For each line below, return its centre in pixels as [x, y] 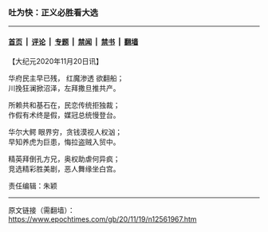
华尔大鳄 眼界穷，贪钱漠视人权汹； [65, 132]
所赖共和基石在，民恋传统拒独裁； [64, 104]
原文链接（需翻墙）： [41, 210]
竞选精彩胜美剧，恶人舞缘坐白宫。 [64, 168]
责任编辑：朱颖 [33, 186]
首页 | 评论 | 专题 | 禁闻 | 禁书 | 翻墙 [73, 41]
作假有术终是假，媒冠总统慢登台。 [64, 115]
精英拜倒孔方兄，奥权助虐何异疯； [64, 159]
